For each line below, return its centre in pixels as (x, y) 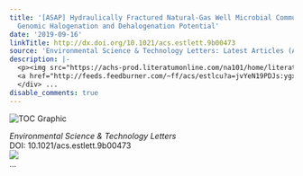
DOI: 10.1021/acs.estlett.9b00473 (70, 145)
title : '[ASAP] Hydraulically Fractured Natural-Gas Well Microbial (141, 18)
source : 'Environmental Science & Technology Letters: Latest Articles (147, 51)
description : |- (40, 59)
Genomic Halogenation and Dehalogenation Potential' (119, 26)
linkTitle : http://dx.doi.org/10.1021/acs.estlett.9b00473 (123, 43)
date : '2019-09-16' (46, 34)
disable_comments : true (54, 92)
